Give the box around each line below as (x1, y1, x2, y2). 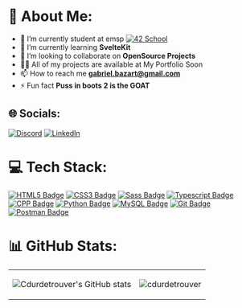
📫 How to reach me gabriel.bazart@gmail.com (19, 68, 181, 78)
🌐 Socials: (8, 107, 61, 121)
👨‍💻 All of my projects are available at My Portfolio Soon (19, 60, 203, 69)
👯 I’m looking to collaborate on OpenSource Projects (19, 51, 195, 60)
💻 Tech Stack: (8, 158, 108, 176)
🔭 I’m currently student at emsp (19, 34, 125, 43)
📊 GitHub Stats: (8, 236, 118, 255)
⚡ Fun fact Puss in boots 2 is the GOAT (19, 80, 150, 90)
